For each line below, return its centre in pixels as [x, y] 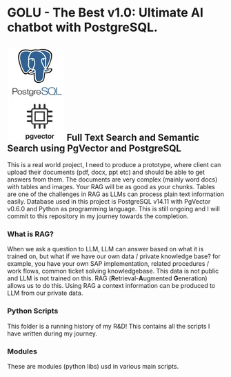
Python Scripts [33, 311]
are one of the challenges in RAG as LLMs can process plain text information [116, 194]
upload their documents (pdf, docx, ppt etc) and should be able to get [106, 172]
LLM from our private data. [45, 293]
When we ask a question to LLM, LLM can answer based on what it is [106, 249]
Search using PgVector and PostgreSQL [94, 148]
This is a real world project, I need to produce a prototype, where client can [114, 165]
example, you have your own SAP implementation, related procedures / [108, 264]
